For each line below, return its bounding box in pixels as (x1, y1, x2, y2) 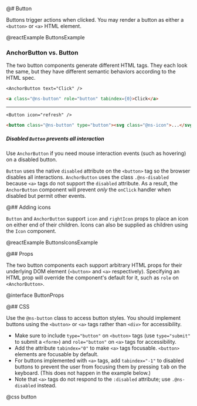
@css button (6, 393, 37, 401)
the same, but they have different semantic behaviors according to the (6, 68, 176, 75)
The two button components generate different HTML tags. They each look (6, 62, 188, 69)
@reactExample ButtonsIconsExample (6, 239, 98, 246)
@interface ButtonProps (6, 292, 64, 299)
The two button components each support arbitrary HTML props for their (6, 262, 183, 269)
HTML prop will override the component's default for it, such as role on (6, 274, 179, 281)
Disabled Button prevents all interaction (6, 135, 104, 142)
